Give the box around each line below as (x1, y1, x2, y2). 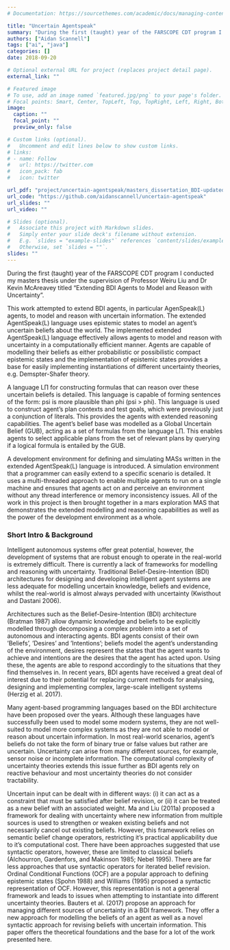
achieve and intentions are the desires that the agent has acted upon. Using (7, 653, 220, 662)
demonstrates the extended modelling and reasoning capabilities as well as (7, 506, 220, 514)
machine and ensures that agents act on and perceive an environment (7, 484, 205, 492)
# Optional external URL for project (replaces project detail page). (7, 67, 213, 73)
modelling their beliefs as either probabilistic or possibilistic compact (7, 348, 201, 356)
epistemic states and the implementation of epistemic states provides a (7, 355, 208, 364)
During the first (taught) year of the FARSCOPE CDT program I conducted (7, 269, 214, 277)
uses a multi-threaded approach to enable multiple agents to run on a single (7, 476, 221, 484)
